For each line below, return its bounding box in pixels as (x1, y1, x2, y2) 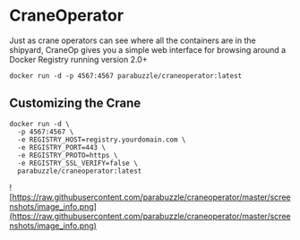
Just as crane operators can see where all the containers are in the (9, 35, 257, 46)
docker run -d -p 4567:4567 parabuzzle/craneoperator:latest (9, 71, 243, 81)
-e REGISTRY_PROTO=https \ (17, 150, 118, 159)
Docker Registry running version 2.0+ (9, 54, 148, 64)
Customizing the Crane (9, 96, 141, 111)
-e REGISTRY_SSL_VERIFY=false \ (17, 159, 139, 167)
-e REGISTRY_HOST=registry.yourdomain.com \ (17, 135, 186, 144)
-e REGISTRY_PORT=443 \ (17, 142, 106, 152)
